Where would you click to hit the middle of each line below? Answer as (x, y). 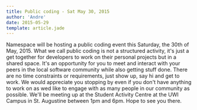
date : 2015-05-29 (28, 22)
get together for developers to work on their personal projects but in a (91, 57)
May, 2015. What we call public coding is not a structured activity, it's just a (98, 51)
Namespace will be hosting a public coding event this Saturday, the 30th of (98, 45)
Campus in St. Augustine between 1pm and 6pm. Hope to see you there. (94, 101)
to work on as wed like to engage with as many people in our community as (98, 88)
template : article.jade (35, 28)
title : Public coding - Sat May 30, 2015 (58, 11)
